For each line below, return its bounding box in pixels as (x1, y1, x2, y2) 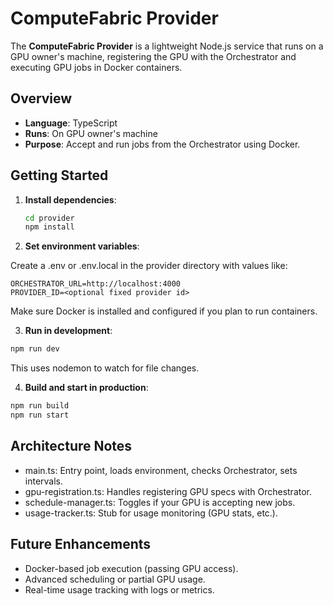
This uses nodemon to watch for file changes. (10, 362, 200, 374)
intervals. (24, 475, 64, 487)
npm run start (10, 410, 70, 421)
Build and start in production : (24, 382, 149, 394)
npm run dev (10, 344, 60, 354)
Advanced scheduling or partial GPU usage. (24, 573, 206, 585)
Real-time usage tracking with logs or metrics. (24, 583, 215, 596)
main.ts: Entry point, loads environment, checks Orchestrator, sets (24, 464, 298, 476)
